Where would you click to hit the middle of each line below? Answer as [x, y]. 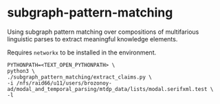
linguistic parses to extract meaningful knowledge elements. [92, 39]
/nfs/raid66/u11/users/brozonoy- [64, 83]
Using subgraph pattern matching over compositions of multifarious [103, 32]
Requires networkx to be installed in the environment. [82, 52]
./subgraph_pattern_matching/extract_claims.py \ [80, 77]
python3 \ [21, 71]
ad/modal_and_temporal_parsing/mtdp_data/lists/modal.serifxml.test [107, 89]
